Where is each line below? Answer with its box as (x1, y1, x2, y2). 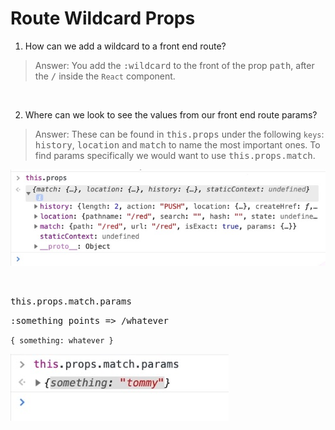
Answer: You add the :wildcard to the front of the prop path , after (34, 59, 315, 71)
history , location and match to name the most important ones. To (34, 138, 321, 151)
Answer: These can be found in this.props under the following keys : (34, 128, 325, 140)
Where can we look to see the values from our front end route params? (24, 108, 318, 121)
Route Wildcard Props (10, 7, 196, 30)
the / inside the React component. (34, 70, 176, 82)
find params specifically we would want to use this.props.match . (34, 149, 316, 161)
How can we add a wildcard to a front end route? (24, 40, 227, 52)
